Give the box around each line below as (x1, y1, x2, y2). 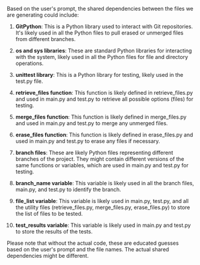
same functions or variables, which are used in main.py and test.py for (15, 162, 189, 169)
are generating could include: (7, 11, 79, 18)
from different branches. (15, 36, 76, 42)
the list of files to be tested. (15, 210, 83, 217)
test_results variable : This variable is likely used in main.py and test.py (15, 222, 191, 229)
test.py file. (15, 77, 44, 85)
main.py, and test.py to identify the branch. (15, 186, 121, 193)
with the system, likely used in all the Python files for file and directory (15, 54, 189, 60)
